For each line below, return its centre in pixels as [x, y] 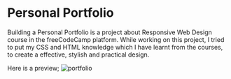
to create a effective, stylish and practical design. [78, 55]
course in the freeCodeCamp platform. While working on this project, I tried [116, 39]
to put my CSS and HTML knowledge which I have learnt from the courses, [115, 47]
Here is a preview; [33, 68]
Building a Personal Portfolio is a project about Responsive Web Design [110, 32]
